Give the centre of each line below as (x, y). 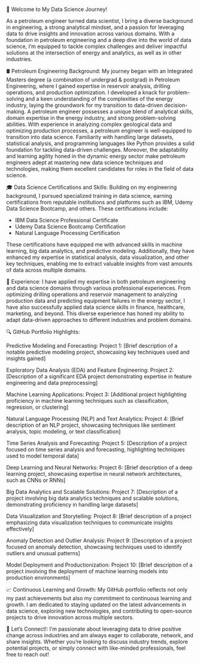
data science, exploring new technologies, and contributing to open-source (99, 611)
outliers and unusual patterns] (43, 553)
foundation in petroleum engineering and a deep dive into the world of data (99, 40)
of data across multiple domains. (46, 270)
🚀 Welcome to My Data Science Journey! (57, 9)
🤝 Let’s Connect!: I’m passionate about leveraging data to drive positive (94, 629)
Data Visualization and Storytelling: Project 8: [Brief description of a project (99, 516)
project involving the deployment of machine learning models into (87, 571)
